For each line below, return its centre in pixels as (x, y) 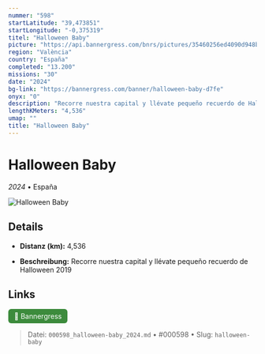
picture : (22, 45)
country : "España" (38, 60)
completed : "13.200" (42, 67)
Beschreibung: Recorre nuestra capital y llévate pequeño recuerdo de (134, 261)
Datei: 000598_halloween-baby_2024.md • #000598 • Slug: (120, 335)
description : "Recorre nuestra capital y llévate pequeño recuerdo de (127, 104)
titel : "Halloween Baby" (49, 38)
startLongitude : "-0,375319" (56, 30)
